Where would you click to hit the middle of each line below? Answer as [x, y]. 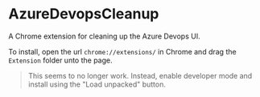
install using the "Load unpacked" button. [97, 84]
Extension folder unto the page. [60, 60]
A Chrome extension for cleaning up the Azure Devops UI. [104, 36]
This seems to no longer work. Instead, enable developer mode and [140, 75]
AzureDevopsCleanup [84, 14]
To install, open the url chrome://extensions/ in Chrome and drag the [122, 51]
